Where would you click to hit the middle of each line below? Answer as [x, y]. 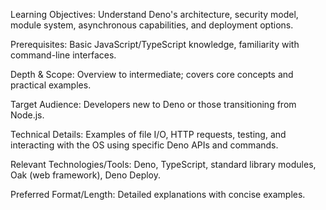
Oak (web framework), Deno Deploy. [86, 175]
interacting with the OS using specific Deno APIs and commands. [144, 145]
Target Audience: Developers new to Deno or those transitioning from [153, 104]
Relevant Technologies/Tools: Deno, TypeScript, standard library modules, [163, 164]
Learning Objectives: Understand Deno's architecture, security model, [154, 14]
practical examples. [51, 85]
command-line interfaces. [63, 55]
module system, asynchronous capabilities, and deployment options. [152, 25]
